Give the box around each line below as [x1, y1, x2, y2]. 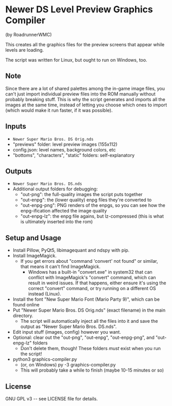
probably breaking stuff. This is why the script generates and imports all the [5, 96, 165, 102]
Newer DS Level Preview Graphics [5, 4, 153, 15]
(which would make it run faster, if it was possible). [5, 107, 113, 113]
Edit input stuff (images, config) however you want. [12, 329, 122, 335]
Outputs [5, 167, 32, 176]
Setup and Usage [5, 234, 62, 242]
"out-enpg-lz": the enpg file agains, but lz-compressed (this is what [20, 213, 164, 219]
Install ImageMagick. [12, 253, 57, 259]
